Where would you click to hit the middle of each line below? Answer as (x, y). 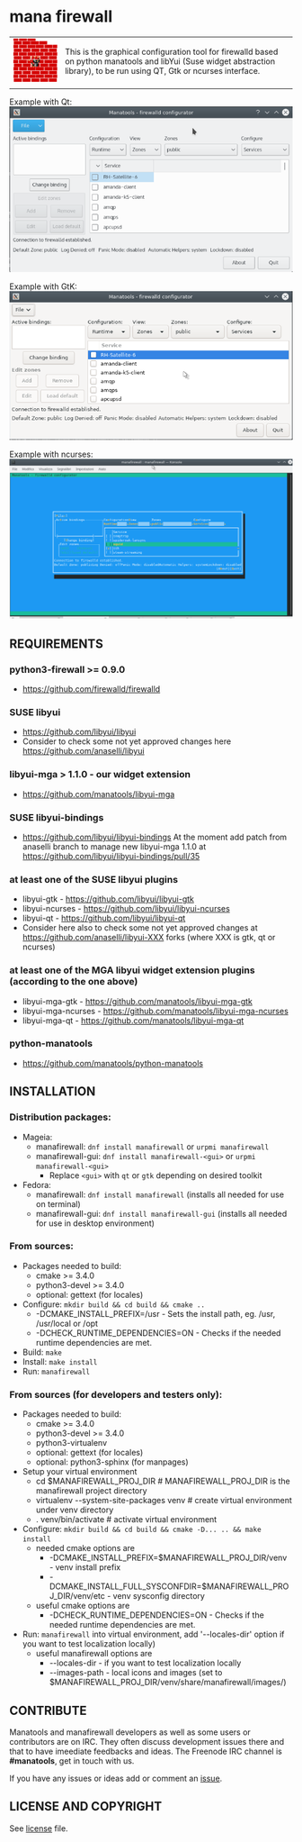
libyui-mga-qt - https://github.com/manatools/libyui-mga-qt (133, 1021)
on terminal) (58, 1203)
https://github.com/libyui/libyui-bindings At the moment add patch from (155, 837)
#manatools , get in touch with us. (72, 1760)
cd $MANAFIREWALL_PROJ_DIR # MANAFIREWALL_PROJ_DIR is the (163, 1481)
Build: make (42, 1352)
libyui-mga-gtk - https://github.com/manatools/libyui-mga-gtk (138, 1001)
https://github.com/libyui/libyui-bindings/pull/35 (111, 856)
